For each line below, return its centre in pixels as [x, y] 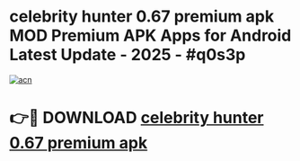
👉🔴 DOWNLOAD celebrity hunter [137, 118]
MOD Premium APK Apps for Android [150, 36]
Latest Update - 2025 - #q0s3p [128, 55]
